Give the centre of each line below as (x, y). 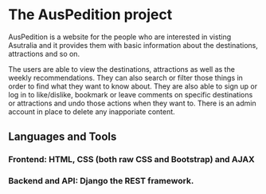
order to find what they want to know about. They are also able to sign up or (133, 86)
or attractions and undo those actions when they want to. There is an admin (132, 103)
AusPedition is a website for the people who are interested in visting (120, 37)
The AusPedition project (90, 15)
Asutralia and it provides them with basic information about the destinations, (133, 45)
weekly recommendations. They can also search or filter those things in (125, 77)
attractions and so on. (44, 53)
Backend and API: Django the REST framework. (101, 181)
